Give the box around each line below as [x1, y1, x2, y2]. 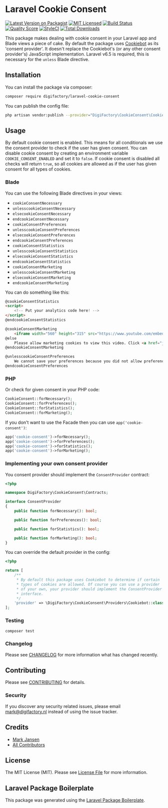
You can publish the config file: [5, 103, 69, 109]
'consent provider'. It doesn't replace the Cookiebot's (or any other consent [5, 46, 161, 52]
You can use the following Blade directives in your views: [5, 190, 122, 196]
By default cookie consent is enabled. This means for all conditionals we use [5, 140, 163, 146]
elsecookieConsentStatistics [12, 254, 73, 259]
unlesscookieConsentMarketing [12, 270, 76, 275]
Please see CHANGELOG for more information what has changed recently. [5, 651, 158, 657]
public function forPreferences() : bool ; [14, 517, 101, 522]
